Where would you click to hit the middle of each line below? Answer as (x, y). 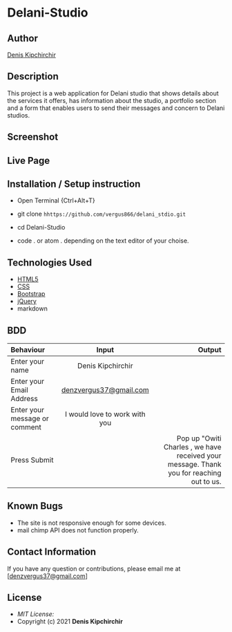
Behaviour (28, 350)
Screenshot (33, 137)
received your (199, 456)
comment (26, 427)
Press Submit (32, 460)
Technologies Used (49, 262)
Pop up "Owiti (199, 438)
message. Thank (195, 465)
